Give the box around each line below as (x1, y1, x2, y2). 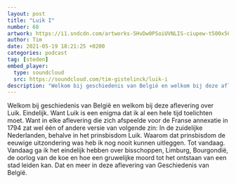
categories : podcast (7, 50, 68, 57)
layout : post (7, 10, 46, 18)
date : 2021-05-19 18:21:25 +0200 (7, 43, 105, 50)
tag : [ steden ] (7, 56, 49, 63)
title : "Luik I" (7, 17, 55, 24)
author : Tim (7, 37, 42, 44)
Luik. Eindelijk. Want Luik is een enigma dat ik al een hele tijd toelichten (7, 109, 213, 117)
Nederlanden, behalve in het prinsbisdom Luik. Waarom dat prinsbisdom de (7, 131, 226, 140)
